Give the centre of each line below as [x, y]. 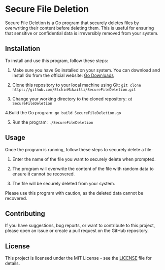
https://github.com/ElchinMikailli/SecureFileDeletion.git [74, 90]
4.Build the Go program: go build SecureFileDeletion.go [63, 112]
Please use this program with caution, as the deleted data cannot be [74, 193]
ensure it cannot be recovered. [43, 174]
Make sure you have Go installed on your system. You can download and [86, 70]
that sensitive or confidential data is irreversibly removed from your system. [82, 33]
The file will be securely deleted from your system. [64, 183]
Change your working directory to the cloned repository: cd [72, 99]
